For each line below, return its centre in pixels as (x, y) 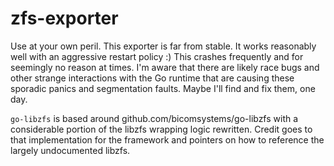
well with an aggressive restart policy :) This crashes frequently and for (157, 56)
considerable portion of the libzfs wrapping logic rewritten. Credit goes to (161, 129)
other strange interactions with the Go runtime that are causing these (152, 78)
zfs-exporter (64, 18)
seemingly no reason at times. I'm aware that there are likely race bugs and (165, 67)
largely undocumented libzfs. (70, 150)
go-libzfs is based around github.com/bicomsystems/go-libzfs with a (154, 118)
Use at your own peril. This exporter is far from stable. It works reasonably (163, 46)
